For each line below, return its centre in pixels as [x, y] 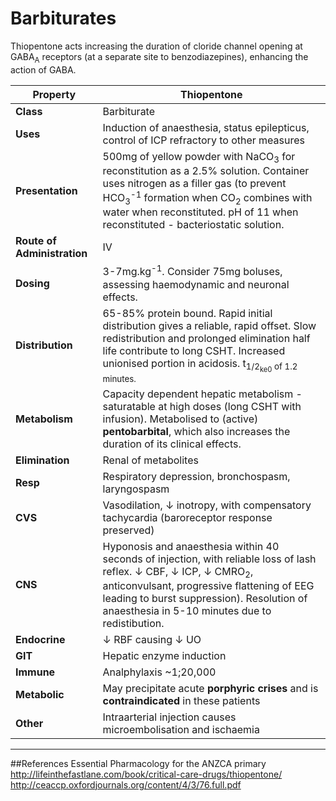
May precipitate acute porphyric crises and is [210, 688]
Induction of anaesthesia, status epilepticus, [206, 127]
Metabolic [40, 694]
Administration [51, 254]
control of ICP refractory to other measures [203, 140]
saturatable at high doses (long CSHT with [202, 406]
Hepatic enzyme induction [164, 655]
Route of [36, 241]
